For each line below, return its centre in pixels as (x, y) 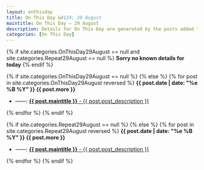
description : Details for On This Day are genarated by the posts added (100, 29)
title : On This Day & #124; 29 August (54, 18)
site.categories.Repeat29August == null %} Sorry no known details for (95, 58)
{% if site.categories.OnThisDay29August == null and (73, 52)
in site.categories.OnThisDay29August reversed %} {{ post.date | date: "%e (102, 83)
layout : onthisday (29, 12)
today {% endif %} (30, 65)
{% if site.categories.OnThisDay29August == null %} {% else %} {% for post (102, 76)
